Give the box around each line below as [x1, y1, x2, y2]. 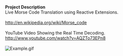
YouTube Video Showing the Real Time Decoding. [5, 30, 105, 36]
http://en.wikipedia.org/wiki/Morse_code [5, 19, 87, 25]
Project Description [5, 4, 46, 10]
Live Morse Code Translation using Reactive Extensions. [5, 9, 119, 15]
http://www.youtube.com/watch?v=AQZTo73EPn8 [5, 35, 106, 41]
